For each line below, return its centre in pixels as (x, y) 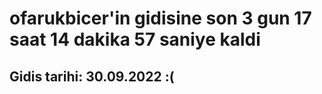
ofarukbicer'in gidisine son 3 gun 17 (160, 18)
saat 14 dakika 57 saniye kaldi (135, 39)
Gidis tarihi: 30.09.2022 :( (92, 76)
